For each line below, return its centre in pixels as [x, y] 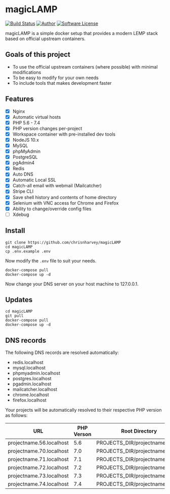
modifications [27, 72]
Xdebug [21, 214]
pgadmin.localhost [32, 384]
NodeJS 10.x [26, 140]
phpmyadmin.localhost [36, 373]
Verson [82, 434]
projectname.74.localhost [38, 484]
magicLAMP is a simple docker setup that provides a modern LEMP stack [82, 33]
